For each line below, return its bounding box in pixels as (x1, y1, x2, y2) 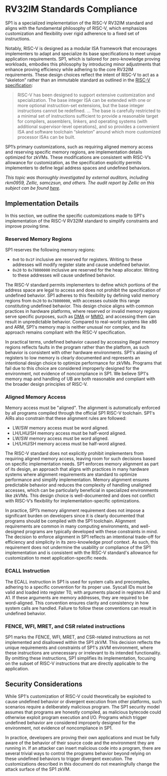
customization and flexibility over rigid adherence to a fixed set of (5, 30, 140, 36)
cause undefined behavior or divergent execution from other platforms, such (5, 699, 162, 705)
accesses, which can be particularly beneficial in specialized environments (5, 488, 159, 494)
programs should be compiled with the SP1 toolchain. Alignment (5, 518, 136, 524)
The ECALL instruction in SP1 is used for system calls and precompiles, (5, 578, 151, 584)
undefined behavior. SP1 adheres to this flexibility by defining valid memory (5, 292, 159, 298)
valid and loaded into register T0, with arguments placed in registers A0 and (5, 589, 161, 595)
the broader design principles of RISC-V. (5, 381, 88, 387)
